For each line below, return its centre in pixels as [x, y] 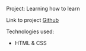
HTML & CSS [31, 43]
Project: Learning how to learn [43, 9]
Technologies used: [30, 31]
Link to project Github [33, 20]
